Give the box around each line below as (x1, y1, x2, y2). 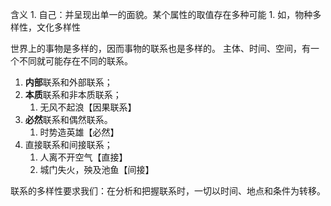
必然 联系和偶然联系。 (24, 114, 113, 125)
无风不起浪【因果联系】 (39, 101, 137, 113)
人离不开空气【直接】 (39, 151, 128, 163)
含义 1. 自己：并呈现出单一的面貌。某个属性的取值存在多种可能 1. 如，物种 (10, 9, 313, 20)
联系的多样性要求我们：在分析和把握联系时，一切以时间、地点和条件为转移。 (10, 185, 326, 197)
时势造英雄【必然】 (39, 126, 120, 138)
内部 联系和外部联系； (24, 76, 113, 88)
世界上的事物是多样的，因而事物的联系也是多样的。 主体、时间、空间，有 (10, 43, 311, 54)
